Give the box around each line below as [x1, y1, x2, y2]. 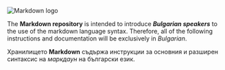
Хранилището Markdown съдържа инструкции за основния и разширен [7, 48, 218, 56]
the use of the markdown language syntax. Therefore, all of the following [7, 27, 213, 35]
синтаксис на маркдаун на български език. [7, 55, 135, 63]
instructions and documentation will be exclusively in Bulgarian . [7, 34, 187, 43]
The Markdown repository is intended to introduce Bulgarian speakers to [7, 20, 218, 27]
